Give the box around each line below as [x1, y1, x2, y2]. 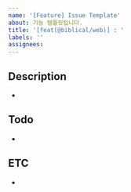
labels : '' [8, 33, 44, 42]
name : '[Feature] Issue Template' [8, 11, 122, 20]
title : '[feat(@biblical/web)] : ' [8, 26, 125, 34]
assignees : [8, 41, 44, 49]
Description [8, 70, 67, 83]
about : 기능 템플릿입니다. [8, 19, 83, 27]
